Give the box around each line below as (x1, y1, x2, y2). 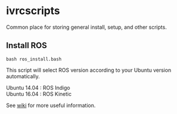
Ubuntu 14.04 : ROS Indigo (6, 84, 71, 91)
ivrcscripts (6, 4, 61, 18)
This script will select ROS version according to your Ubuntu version (6, 66, 172, 73)
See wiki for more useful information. (6, 102, 96, 109)
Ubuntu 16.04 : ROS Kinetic (6, 90, 72, 98)
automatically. (6, 72, 40, 80)
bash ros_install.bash (6, 56, 62, 62)
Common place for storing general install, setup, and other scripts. (6, 24, 167, 31)
